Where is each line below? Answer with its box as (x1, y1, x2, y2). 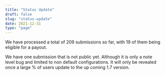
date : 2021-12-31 (5, 21, 41, 26)
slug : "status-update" (5, 16, 52, 21)
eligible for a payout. (5, 44, 47, 50)
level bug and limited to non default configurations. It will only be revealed (5, 59, 157, 65)
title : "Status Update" (5, 7, 55, 12)
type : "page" (5, 26, 32, 31)
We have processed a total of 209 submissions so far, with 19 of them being (5, 39, 161, 45)
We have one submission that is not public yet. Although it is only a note (5, 54, 153, 60)
